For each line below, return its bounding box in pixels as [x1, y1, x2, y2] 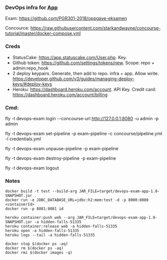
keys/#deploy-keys [12, 81, 52, 87]
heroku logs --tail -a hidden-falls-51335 [5, 232, 95, 238]
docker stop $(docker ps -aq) [5, 241, 68, 246]
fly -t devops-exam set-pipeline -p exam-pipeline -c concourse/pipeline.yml [5, 130, 162, 136]
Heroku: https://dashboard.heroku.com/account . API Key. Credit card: [12, 86, 156, 92]
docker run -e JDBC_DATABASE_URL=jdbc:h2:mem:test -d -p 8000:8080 [5, 197, 149, 203]
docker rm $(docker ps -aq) [5, 246, 64, 251]
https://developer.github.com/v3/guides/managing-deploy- [12, 76, 134, 82]
